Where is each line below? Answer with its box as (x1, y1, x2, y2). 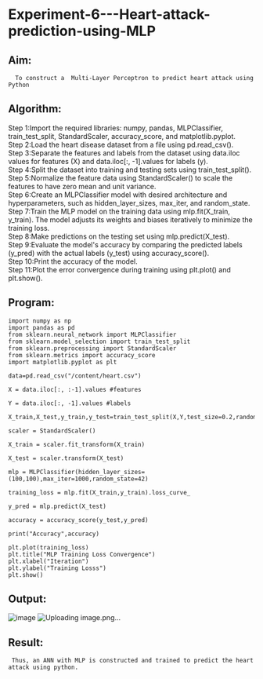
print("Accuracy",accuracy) (8, 530, 100, 538)
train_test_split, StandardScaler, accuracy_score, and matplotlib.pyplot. (8, 131, 236, 141)
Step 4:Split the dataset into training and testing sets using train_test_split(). (8, 165, 252, 174)
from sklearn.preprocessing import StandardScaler (8, 344, 177, 352)
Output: (8, 593, 47, 606)
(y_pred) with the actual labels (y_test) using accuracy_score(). (8, 248, 210, 257)
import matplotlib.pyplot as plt (8, 358, 117, 366)
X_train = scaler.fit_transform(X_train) (8, 440, 146, 448)
